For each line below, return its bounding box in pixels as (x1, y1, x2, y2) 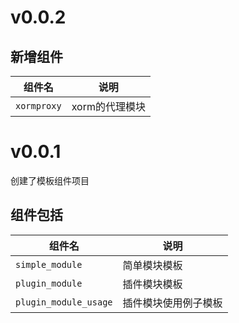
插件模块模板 (122, 277, 183, 291)
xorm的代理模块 (71, 100, 146, 113)
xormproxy (15, 101, 62, 111)
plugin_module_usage (15, 296, 113, 308)
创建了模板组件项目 (10, 174, 90, 186)
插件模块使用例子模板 (122, 296, 223, 310)
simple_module (15, 259, 83, 270)
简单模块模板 (122, 258, 183, 272)
